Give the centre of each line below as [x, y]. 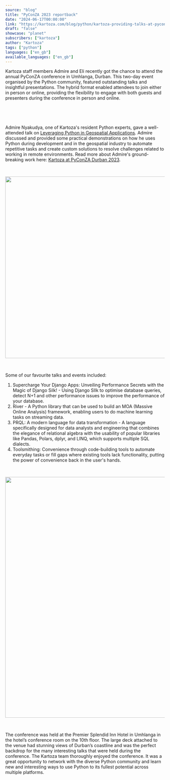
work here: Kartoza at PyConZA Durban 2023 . [73, 160]
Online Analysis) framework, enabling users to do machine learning [82, 412]
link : [11, 24]
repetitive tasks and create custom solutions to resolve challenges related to [85, 149]
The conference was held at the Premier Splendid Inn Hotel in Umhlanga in [83, 735]
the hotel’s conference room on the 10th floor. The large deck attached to [81, 740]
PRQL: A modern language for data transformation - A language [79, 423]
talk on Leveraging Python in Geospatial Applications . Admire [89, 133]
